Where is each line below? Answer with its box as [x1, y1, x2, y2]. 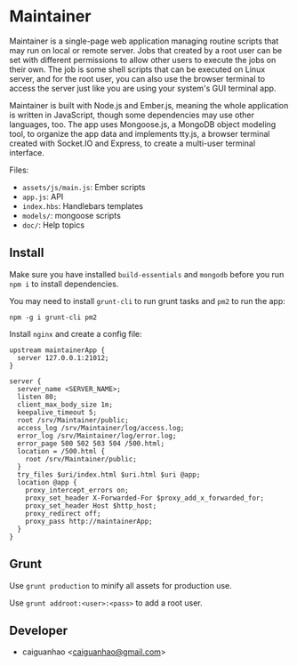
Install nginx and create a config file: [9, 328, 142, 339]
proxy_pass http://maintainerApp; [25, 517, 153, 526]
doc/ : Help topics [21, 220, 85, 230]
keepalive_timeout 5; [17, 407, 98, 417]
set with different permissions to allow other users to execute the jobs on [9, 54, 277, 65]
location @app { [17, 477, 77, 486]
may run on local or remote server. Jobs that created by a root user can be [9, 44, 283, 55]
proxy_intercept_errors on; [25, 485, 129, 494]
